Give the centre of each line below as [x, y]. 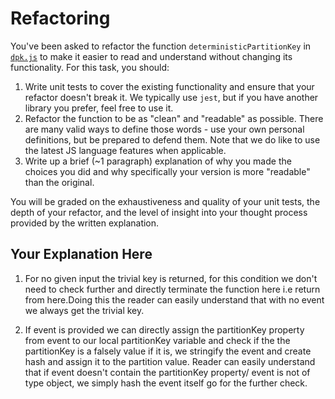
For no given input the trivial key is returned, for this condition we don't [171, 278]
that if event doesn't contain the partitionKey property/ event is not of [167, 372]
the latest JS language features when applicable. [125, 150]
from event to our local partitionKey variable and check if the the [157, 340]
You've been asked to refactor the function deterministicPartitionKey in [161, 46]
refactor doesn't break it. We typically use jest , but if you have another [171, 97]
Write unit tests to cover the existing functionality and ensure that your [169, 86]
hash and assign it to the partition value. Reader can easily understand [170, 361]
